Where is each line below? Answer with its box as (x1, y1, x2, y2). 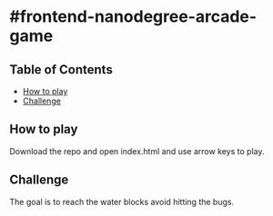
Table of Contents (9, 62, 114, 77)
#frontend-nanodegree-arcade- (9, 6, 258, 27)
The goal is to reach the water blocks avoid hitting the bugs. (9, 196, 235, 207)
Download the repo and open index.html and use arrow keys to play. (9, 145, 265, 156)
